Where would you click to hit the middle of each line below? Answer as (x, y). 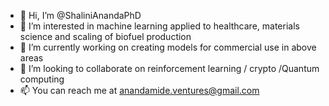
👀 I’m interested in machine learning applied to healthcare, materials (159, 26)
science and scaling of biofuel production (105, 36)
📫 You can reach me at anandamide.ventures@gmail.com (139, 90)
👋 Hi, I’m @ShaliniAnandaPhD (80, 15)
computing (42, 79)
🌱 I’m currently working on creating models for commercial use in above (168, 47)
